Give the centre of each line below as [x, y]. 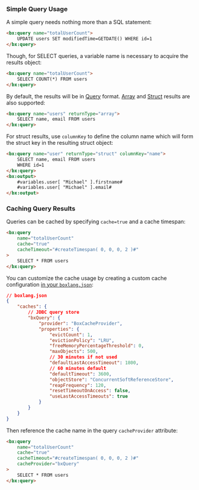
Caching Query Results [41, 209]
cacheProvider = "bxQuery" [48, 464]
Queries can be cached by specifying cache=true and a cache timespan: [96, 221]
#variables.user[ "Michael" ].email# [65, 188]
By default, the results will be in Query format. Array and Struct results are [98, 96]
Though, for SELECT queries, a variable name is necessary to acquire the [97, 56]
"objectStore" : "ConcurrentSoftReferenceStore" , [111, 380]
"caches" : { [32, 307]
